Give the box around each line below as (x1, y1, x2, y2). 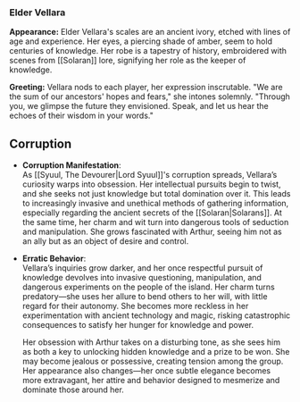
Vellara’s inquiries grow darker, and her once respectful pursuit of (21, 263, 263, 273)
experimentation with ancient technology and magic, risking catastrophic (21, 310, 291, 321)
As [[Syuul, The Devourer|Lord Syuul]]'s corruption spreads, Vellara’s (21, 170, 278, 180)
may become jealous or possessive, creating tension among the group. (21, 356, 284, 367)
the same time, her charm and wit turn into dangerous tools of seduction (21, 217, 289, 228)
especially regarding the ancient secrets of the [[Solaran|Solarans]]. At (21, 207, 283, 218)
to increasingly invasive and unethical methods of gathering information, (21, 198, 289, 209)
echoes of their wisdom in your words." (9, 110, 154, 121)
